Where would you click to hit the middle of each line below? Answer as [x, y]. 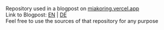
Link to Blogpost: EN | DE [36, 15]
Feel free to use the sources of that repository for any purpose [82, 21]
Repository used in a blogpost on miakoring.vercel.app [72, 9]
